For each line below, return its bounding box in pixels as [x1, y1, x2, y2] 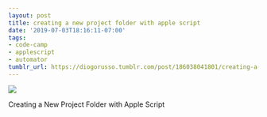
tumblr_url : [8, 63, 48, 71]
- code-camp [8, 41, 48, 49]
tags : [8, 33, 26, 42]
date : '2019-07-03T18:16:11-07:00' [8, 26, 126, 34]
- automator [8, 56, 48, 64]
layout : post [8, 11, 52, 20]
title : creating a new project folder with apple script [8, 19, 201, 27]
